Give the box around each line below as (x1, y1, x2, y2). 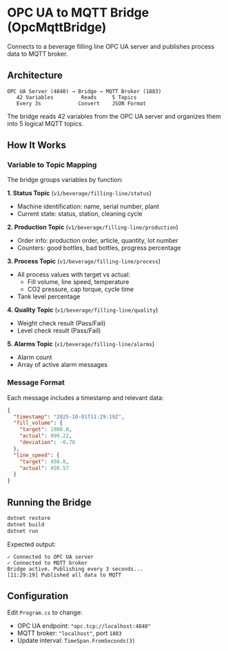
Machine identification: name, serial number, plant (17, 202, 160, 211)
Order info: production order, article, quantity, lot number (17, 237, 179, 245)
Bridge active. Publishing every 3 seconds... (7, 565, 143, 572)
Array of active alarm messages (17, 361, 108, 369)
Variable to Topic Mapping (7, 160, 97, 170)
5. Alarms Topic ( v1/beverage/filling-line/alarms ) (7, 340, 155, 348)
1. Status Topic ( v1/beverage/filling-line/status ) (7, 189, 152, 197)
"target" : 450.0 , (19, 458, 70, 465)
